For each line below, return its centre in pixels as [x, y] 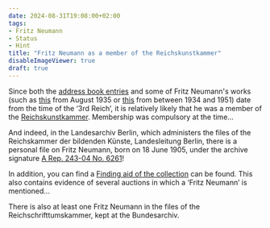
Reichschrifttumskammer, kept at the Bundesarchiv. [94, 215]
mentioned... [29, 191]
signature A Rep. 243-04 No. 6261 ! [66, 158]
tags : [17, 23]
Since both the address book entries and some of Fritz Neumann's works [130, 91]
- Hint [19, 46]
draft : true [28, 68]
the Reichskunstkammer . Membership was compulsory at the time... [121, 117]
